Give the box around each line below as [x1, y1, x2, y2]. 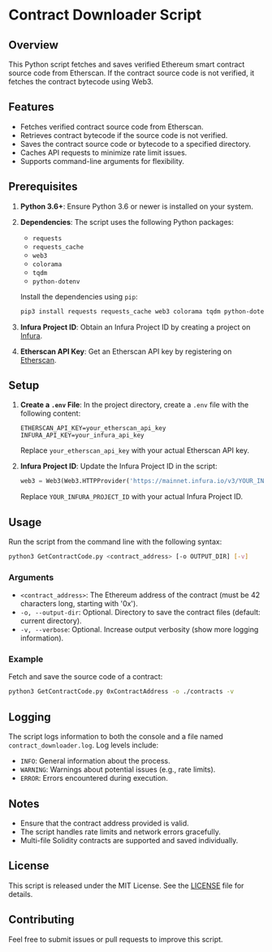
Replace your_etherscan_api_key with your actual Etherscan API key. [19, 446, 250, 455]
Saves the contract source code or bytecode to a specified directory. [19, 139, 252, 149]
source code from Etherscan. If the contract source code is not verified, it [8, 68, 255, 78]
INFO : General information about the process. [19, 756, 171, 766]
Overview [8, 38, 59, 52]
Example [8, 653, 44, 665]
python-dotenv [32, 278, 80, 286]
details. [8, 889, 33, 898]
